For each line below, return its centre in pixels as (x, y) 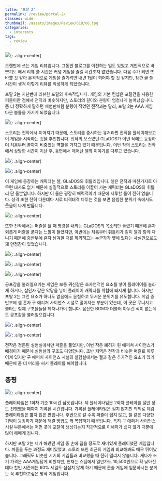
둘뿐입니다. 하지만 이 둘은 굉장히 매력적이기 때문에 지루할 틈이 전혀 (78, 193)
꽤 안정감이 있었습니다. (26, 244)
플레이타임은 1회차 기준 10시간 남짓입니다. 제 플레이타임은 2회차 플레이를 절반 (78, 402)
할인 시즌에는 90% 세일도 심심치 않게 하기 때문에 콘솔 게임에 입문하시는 (81, 467)
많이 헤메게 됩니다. (22, 433)
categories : (17, 28)
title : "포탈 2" (20, 9)
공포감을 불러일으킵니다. (33, 315)
